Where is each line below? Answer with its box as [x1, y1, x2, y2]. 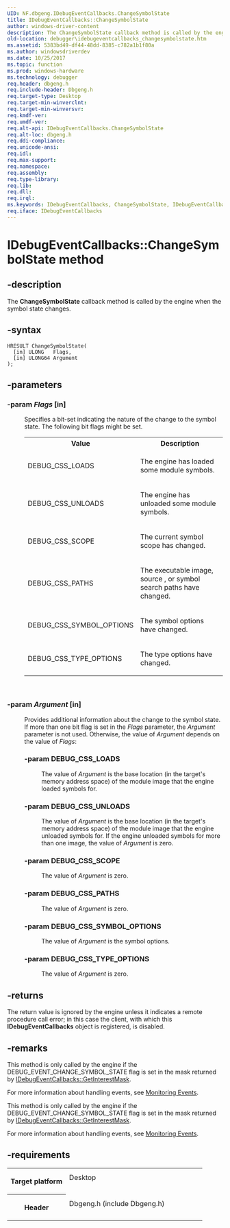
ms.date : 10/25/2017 [7, 55, 66, 62]
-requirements [7, 1149, 71, 1161]
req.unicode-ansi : [7, 144, 60, 151]
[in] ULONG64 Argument [13, 354, 78, 361]
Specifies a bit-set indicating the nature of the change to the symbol [24, 416, 217, 424]
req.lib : [7, 182, 32, 189]
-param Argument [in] [7, 700, 81, 710]
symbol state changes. [7, 304, 71, 313]
